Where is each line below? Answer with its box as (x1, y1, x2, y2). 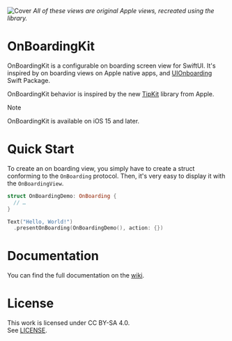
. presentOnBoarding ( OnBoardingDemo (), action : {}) (13, 225, 164, 232)
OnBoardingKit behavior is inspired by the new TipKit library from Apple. (7, 89, 215, 98)
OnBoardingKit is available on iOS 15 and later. (7, 116, 140, 125)
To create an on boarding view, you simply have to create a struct (7, 164, 195, 172)
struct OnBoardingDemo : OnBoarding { (7, 192, 117, 199)
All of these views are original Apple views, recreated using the (33, 7, 215, 15)
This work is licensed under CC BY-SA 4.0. (7, 319, 130, 327)
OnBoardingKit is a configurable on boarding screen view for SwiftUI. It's (7, 61, 216, 70)
